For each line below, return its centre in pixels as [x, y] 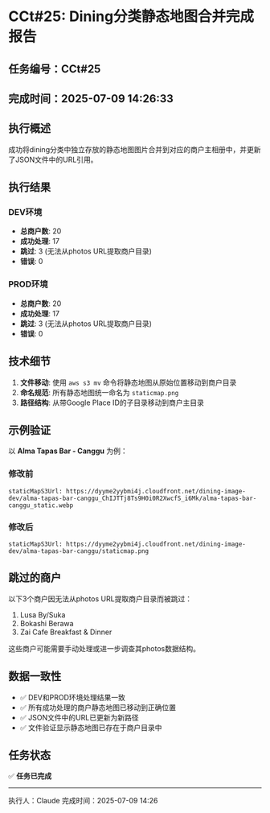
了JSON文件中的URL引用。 [53, 159]
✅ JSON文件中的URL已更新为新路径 [79, 717]
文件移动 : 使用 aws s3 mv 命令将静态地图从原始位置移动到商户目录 [128, 382]
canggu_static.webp [41, 505]
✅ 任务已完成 [30, 776]
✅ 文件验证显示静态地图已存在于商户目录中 [91, 727]
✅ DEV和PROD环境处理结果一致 [73, 697]
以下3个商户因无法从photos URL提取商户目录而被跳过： [100, 598]
